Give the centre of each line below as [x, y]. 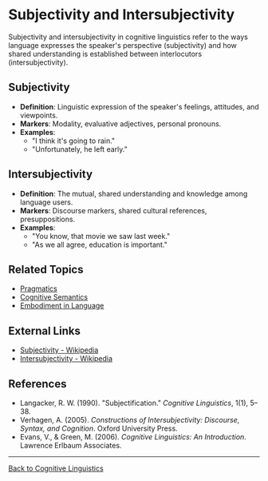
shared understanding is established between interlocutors [105, 54]
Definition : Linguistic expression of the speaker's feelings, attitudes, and [139, 106]
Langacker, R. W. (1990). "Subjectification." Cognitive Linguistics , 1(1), [134, 403]
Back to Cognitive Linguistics [56, 468]
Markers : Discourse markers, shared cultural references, [113, 210]
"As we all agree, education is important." [99, 244]
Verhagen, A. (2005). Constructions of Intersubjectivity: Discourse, [130, 420]
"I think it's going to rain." [73, 141]
